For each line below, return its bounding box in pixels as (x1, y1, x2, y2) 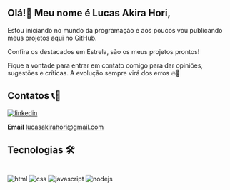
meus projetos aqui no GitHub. (7, 33, 98, 42)
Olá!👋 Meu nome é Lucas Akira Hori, (7, 7, 171, 19)
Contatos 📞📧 (7, 90, 61, 102)
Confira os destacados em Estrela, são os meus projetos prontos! (7, 47, 200, 56)
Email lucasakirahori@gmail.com (7, 122, 104, 131)
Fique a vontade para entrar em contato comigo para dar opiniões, (7, 61, 204, 70)
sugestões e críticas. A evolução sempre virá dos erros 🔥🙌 (7, 68, 180, 77)
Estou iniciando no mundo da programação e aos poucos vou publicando (7, 26, 223, 34)
